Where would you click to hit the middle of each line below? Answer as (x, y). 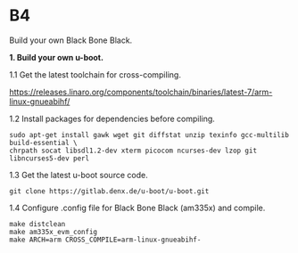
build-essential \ (43, 143)
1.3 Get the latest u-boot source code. (79, 175)
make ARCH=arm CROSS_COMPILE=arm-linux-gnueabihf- (105, 240)
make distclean (37, 224)
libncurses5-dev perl (50, 158)
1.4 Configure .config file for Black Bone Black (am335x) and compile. (137, 208)
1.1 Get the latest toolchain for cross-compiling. (95, 74)
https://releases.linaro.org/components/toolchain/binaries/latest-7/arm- (141, 92)
